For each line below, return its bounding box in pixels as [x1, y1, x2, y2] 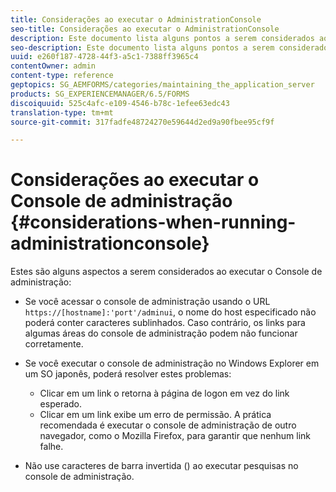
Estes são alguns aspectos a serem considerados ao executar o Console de [10, 266, 323, 278]
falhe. [39, 441, 64, 453]
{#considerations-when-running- [10, 211, 297, 234]
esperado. [39, 398, 83, 410]
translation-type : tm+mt [10, 107, 114, 118]
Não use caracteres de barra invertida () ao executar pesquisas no [24, 460, 299, 472]
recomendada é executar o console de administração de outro [39, 419, 297, 431]
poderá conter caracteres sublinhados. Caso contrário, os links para [24, 317, 306, 329]
